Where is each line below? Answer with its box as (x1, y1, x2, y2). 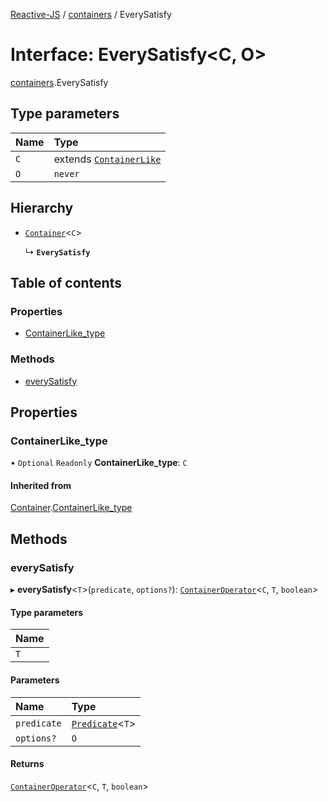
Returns (10, 758, 45, 770)
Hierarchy (10, 200, 74, 217)
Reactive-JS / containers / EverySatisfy (10, 9, 172, 20)
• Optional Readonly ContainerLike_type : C (10, 457, 188, 469)
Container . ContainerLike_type (10, 502, 133, 514)
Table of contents (10, 274, 122, 291)
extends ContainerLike (53, 152, 162, 166)
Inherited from (10, 479, 72, 491)
